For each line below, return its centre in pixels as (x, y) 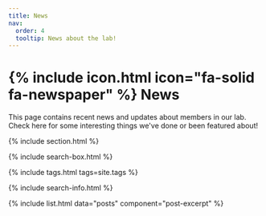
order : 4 (30, 31)
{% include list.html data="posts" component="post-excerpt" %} (116, 204)
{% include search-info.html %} (61, 188)
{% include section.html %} (54, 141)
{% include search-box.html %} (61, 157)
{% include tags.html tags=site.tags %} (73, 173)
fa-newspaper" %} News (94, 95)
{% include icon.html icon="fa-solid (131, 78)
